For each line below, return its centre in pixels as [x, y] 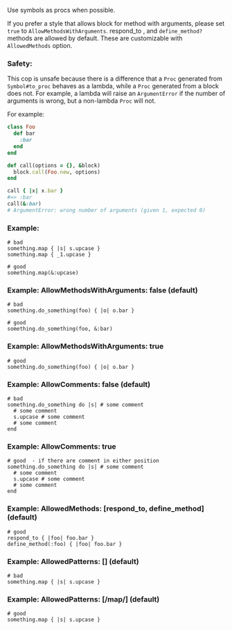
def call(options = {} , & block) [54, 165]
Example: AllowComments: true [62, 446]
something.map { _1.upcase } [49, 255]
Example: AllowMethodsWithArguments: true [86, 347]
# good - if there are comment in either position [83, 461]
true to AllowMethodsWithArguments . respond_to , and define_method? [105, 31]
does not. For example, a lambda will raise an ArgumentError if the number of [116, 94]
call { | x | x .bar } [35, 191]
